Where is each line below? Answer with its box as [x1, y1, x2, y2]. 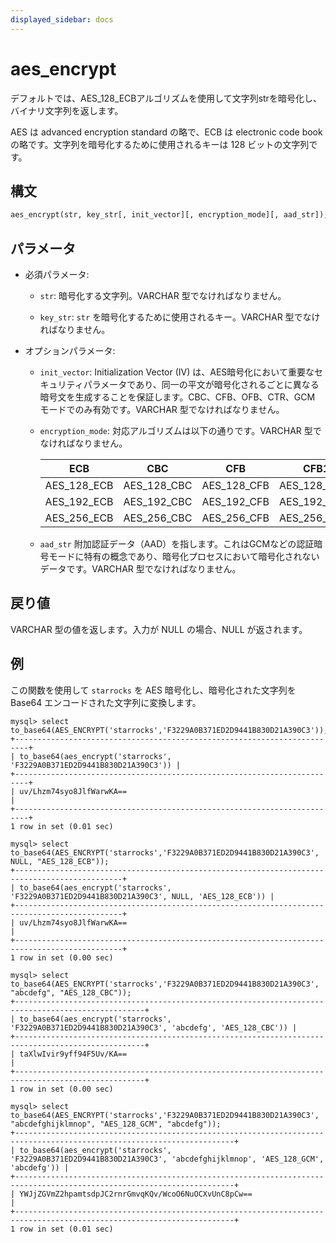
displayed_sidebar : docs [10, 14, 114, 25]
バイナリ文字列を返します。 [10, 104, 124, 116]
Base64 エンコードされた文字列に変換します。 [10, 696, 202, 708]
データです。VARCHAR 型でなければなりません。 [39, 563, 242, 575]
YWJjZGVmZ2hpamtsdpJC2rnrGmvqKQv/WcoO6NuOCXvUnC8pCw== [19, 1189, 253, 1199]
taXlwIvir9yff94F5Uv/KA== [19, 1049, 128, 1059]
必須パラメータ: [24, 269, 90, 281]
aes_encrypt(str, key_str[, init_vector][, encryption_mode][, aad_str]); [10, 210, 329, 220]
